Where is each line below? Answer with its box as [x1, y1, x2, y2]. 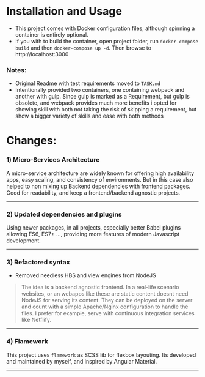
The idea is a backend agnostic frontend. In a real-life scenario [21, 283, 179, 291]
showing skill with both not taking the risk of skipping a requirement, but [15, 106, 197, 113]
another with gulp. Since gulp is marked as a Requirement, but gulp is [15, 93, 190, 100]
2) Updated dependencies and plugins [6, 210, 122, 218]
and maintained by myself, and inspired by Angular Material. [6, 357, 157, 365]
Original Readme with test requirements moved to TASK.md [15, 80, 160, 87]
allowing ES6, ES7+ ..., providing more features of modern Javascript [6, 231, 180, 238]
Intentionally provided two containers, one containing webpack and [15, 86, 185, 94]
